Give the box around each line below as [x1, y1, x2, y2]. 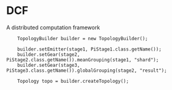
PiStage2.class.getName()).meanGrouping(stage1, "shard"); [6, 57, 159, 63]
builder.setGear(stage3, [17, 62, 80, 68]
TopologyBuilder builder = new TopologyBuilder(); [17, 35, 148, 41]
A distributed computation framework [6, 24, 100, 31]
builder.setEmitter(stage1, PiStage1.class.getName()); [17, 46, 162, 52]
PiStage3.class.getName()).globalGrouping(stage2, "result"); [6, 67, 167, 74]
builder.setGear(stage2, [17, 51, 80, 58]
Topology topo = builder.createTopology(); [17, 78, 129, 84]
